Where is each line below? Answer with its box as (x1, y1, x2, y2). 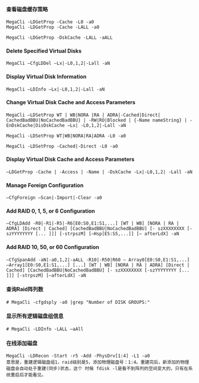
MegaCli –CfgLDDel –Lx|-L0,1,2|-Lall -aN (6, 60, 110, 67)
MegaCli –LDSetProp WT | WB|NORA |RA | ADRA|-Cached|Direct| (6, 112, 161, 118)
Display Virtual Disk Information (6, 73, 87, 80)
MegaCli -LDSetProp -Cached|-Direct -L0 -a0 (6, 143, 118, 149)
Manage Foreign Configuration (6, 182, 84, 189)
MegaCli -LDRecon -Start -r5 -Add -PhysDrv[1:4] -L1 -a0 (6, 353, 150, 359)
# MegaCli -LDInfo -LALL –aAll (6, 326, 84, 332)
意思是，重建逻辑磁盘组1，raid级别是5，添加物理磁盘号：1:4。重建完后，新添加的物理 (6, 359, 189, 366)
